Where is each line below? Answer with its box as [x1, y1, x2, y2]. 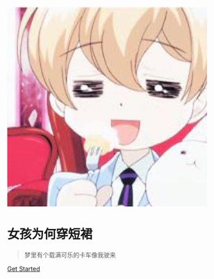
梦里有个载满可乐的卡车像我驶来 [24, 251, 116, 259]
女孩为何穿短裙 [7, 226, 93, 242]
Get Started [7, 264, 40, 273]
